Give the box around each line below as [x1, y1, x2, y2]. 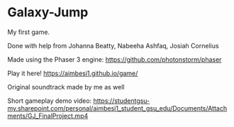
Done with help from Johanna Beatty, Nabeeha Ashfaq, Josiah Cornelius [7, 41, 219, 50]
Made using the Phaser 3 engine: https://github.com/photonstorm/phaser [7, 55, 222, 64]
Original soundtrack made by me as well [7, 82, 125, 91]
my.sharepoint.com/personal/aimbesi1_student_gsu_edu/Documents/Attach [7, 104, 228, 112]
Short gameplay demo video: [7, 96, 92, 105]
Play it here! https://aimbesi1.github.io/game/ [7, 69, 138, 77]
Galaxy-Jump [7, 4, 89, 21]
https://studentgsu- [93, 96, 150, 105]
